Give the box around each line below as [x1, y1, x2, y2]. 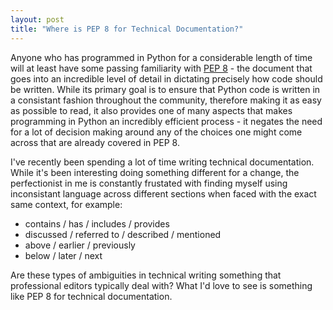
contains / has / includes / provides [24, 217, 170, 230]
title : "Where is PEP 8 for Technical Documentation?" [10, 24, 244, 34]
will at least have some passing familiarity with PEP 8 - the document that [10, 62, 313, 74]
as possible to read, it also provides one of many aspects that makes [10, 104, 293, 116]
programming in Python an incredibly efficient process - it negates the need [10, 115, 323, 127]
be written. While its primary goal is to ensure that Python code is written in [10, 83, 321, 95]
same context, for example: [10, 198, 123, 210]
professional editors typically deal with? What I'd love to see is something [10, 279, 313, 291]
